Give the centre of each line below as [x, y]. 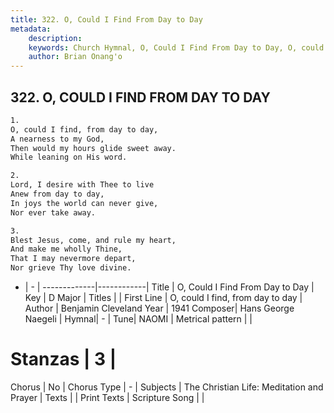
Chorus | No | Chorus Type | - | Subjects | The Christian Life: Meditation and [167, 387]
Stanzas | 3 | [63, 359]
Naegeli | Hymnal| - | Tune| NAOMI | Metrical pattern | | [138, 319]
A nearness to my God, [57, 139]
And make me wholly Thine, [66, 249]
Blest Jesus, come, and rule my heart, [93, 240]
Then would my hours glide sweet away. [93, 148]
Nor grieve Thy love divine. [71, 268]
